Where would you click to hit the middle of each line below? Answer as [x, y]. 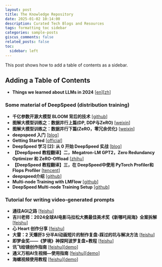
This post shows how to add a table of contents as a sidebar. [67, 65]
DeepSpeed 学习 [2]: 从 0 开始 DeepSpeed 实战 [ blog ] [67, 146]
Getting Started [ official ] [37, 140]
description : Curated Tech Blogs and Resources [55, 23]
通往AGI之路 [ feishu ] [33, 211]
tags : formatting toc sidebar [36, 28]
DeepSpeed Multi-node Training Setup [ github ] [61, 187]
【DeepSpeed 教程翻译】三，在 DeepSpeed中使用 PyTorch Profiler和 [83, 165]
